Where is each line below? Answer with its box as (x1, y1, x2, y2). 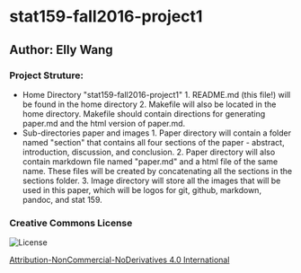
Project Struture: (9, 69, 84, 82)
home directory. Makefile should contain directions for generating (22, 108, 266, 119)
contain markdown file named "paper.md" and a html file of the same (22, 155, 279, 167)
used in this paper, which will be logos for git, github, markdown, (22, 184, 262, 195)
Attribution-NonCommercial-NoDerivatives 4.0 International (9, 254, 230, 266)
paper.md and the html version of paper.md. (22, 118, 186, 128)
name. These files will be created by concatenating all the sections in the (22, 165, 293, 176)
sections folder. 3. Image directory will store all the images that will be (22, 175, 281, 186)
